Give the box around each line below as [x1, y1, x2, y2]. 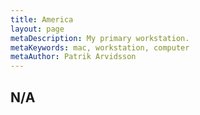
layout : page [10, 24, 65, 34]
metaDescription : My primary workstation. [10, 33, 190, 43]
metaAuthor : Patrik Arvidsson [10, 52, 137, 62]
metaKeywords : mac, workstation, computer [10, 42, 190, 53]
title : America [10, 14, 74, 25]
